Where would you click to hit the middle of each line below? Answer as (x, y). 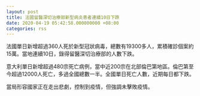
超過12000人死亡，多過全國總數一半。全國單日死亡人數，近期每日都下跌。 (103, 74)
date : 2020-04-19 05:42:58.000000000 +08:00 (63, 23)
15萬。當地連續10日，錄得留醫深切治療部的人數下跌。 (72, 54)
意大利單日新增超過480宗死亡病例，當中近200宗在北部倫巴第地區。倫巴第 (97, 67)
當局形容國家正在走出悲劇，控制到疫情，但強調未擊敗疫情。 (80, 87)
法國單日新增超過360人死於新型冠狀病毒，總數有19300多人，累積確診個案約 (100, 46)
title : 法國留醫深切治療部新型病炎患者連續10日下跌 (63, 17)
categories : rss (26, 28)
